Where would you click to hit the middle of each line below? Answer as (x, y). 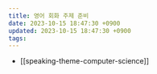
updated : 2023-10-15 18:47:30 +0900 (70, 31)
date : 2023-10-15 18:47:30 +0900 (64, 23)
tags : (17, 38)
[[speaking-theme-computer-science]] (85, 61)
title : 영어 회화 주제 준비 (49, 16)
